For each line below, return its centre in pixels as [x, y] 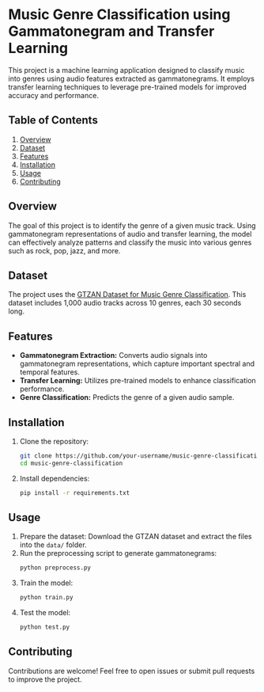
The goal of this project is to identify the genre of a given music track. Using [132, 225]
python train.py [46, 598]
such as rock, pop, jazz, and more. [64, 250]
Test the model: [45, 613]
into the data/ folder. [53, 545]
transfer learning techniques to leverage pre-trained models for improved [127, 87]
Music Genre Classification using [119, 15]
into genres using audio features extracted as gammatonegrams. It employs [132, 78]
